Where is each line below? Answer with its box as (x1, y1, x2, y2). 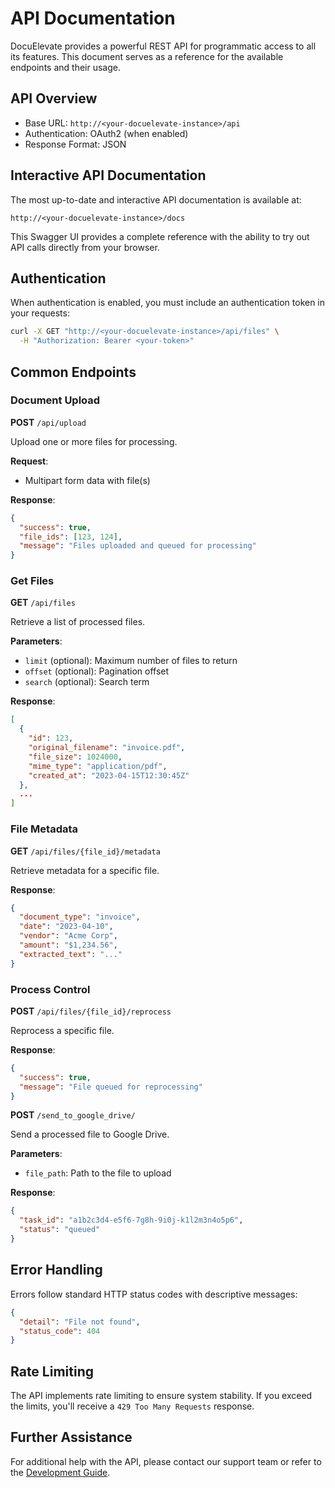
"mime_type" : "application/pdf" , (28, 761, 168, 771)
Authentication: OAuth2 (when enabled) (24, 127, 189, 139)
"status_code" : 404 (19, 1326, 101, 1336)
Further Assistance (10, 1429, 133, 1446)
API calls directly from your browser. (10, 241, 160, 253)
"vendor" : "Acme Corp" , (19, 931, 118, 941)
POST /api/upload (10, 416, 87, 428)
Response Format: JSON (24, 138, 127, 150)
